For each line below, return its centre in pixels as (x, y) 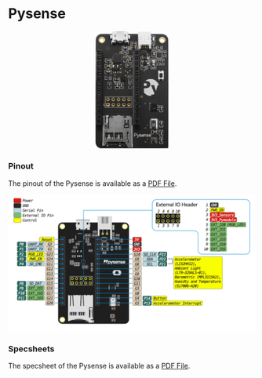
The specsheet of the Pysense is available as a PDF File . (99, 366)
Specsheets (31, 349)
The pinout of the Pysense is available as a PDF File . (93, 183)
